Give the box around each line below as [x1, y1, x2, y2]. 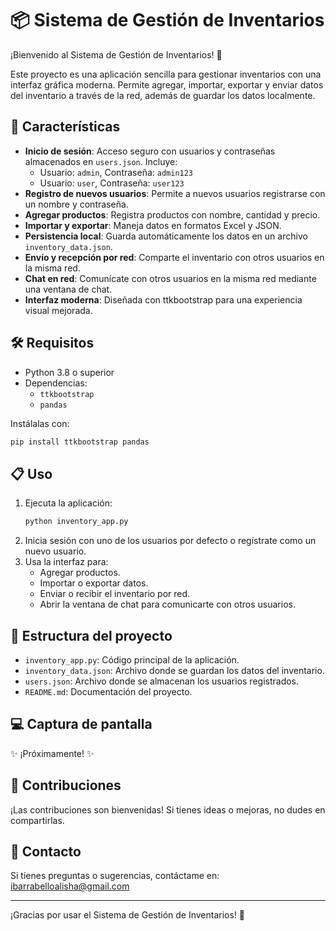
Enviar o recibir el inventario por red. [39, 588, 191, 600]
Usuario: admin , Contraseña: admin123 [39, 166, 194, 178]
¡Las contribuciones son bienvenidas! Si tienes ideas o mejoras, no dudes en [10, 803, 326, 816]
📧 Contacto [10, 843, 82, 860]
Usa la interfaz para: [24, 556, 109, 568]
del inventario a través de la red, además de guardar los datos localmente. [10, 89, 316, 101]
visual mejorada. [24, 304, 93, 316]
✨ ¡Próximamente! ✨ [10, 747, 95, 759]
